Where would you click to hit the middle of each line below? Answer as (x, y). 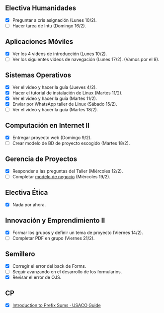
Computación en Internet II (47, 125)
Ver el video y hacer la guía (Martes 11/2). (55, 98)
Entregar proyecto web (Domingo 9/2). (52, 137)
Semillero (20, 254)
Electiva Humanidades (41, 8)
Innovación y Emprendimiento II (55, 221)
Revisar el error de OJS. (37, 277)
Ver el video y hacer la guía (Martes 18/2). (55, 109)
